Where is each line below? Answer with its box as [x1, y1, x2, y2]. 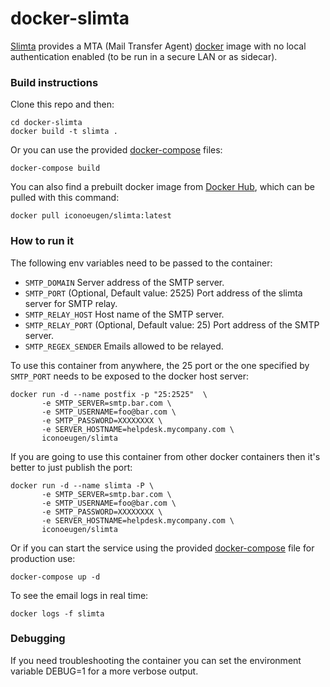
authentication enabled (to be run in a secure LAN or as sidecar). [10, 50, 278, 62]
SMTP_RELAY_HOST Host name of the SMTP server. [24, 308, 225, 320]
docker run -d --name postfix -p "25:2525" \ [10, 389, 208, 399]
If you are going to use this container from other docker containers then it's [10, 450, 321, 462]
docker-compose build [10, 163, 101, 174]
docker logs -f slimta [10, 608, 105, 619]
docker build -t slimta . [10, 127, 118, 137]
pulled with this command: [10, 192, 120, 204]
